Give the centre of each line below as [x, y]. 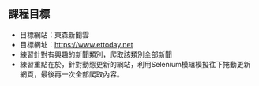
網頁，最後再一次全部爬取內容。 [71, 74]
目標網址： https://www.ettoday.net [76, 44]
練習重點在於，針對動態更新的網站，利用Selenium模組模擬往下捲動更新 [135, 64]
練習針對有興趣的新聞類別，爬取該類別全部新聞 [96, 54]
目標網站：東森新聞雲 [54, 35]
